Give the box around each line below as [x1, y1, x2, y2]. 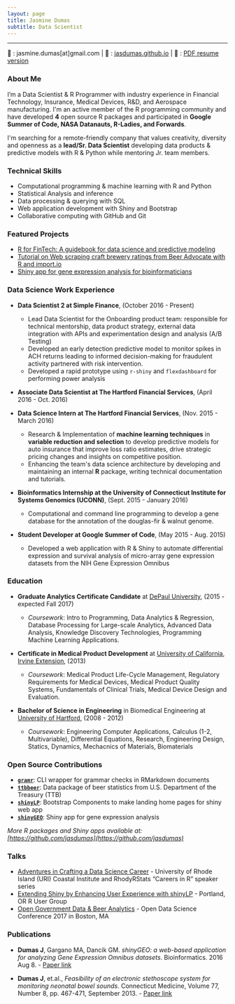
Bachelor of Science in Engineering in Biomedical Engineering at [17, 706, 206, 714]
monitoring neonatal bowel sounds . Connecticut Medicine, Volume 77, [17, 982, 220, 990]
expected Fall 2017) [17, 599, 74, 608]
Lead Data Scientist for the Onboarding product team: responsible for [27, 314, 228, 323]
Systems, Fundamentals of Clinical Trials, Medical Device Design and [27, 685, 227, 693]
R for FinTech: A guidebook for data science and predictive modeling [17, 245, 215, 253]
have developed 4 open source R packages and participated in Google [7, 112, 211, 121]
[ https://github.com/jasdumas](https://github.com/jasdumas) [7, 834, 184, 843]
